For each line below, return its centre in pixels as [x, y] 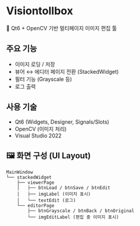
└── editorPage [36, 206]
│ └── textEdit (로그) [46, 200]
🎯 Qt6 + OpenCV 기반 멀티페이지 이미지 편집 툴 [62, 28]
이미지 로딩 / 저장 [35, 64]
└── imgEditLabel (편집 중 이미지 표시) [73, 217]
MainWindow [20, 172]
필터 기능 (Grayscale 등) [43, 79]
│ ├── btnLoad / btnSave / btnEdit [64, 188]
